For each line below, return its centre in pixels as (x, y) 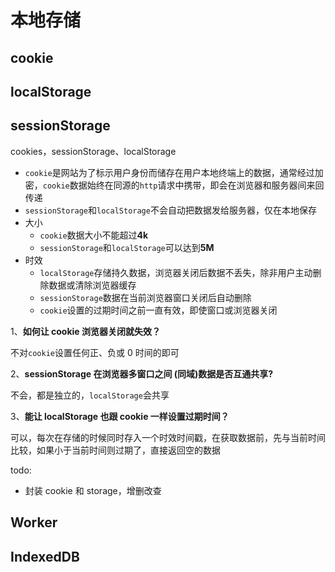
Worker (34, 522)
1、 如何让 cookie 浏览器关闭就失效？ (85, 331)
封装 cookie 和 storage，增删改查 (93, 490)
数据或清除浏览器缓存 (92, 285)
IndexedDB (45, 556)
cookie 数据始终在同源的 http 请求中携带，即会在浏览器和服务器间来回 (183, 185)
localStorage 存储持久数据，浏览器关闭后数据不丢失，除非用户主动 (176, 272)
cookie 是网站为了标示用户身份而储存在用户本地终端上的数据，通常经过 (169, 172)
